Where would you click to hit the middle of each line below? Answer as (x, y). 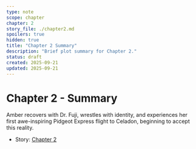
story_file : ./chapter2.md (40, 29)
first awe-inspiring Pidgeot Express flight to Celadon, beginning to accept (98, 121)
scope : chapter (25, 18)
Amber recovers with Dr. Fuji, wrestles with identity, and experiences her (97, 115)
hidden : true (23, 40)
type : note (20, 12)
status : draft (24, 57)
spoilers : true (25, 35)
